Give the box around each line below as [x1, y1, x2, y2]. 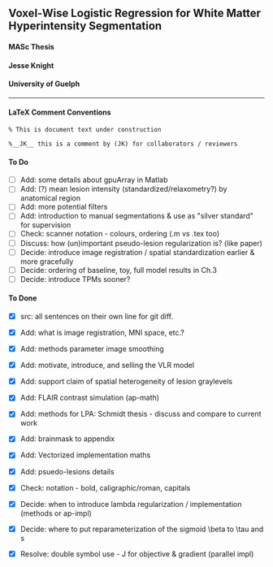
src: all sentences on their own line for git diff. [19, 311, 174, 321]
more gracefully [19, 256, 74, 266]
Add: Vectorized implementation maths [19, 450, 151, 460]
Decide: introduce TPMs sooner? [19, 274, 131, 283]
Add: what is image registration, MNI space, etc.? [19, 328, 185, 338]
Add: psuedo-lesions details [19, 466, 115, 476]
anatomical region [19, 193, 81, 203]
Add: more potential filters [19, 202, 108, 212]
